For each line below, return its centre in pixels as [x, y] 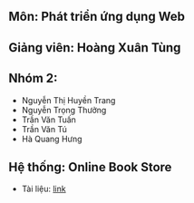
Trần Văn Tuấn [48, 120]
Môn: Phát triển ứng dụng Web [97, 17]
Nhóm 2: [33, 78]
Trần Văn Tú [44, 129]
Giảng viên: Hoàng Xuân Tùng [95, 48]
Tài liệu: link [44, 189]
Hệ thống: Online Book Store [90, 167]
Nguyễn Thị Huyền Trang [68, 100]
